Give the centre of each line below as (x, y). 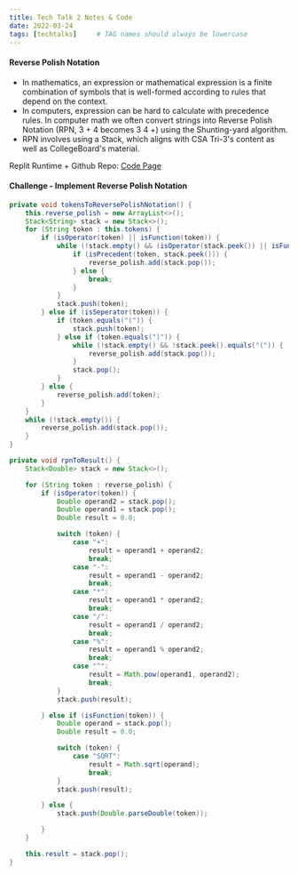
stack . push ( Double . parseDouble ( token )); (132, 814)
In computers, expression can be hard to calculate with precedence (145, 110)
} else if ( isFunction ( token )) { (103, 715)
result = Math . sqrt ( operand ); (144, 764)
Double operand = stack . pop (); (114, 724)
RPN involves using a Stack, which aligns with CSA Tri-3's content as (148, 139)
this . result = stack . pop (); (77, 854)
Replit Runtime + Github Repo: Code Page (86, 165)
